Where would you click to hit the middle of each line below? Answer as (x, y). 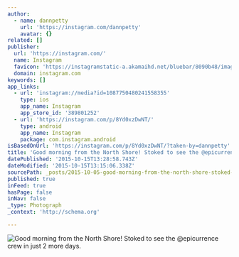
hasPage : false (30, 192)
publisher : (23, 47)
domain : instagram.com (47, 73)
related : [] (25, 40)
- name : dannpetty (41, 21)
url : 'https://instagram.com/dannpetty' (81, 27)
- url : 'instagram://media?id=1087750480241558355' (92, 93)
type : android (41, 126)
